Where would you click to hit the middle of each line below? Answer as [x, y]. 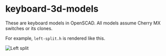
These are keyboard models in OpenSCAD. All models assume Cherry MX [83, 23]
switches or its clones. [29, 28]
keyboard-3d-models [52, 9]
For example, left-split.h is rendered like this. [55, 38]
